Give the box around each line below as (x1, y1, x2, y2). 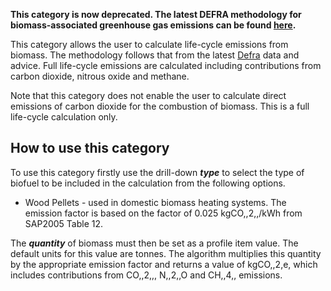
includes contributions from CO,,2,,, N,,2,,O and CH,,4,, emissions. (10, 269, 283, 281)
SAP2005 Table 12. (24, 217, 104, 229)
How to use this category (10, 140, 170, 157)
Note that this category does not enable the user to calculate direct (10, 90, 287, 101)
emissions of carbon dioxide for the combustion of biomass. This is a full (10, 100, 310, 112)
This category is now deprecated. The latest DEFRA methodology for (10, 9, 302, 20)
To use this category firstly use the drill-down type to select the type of (10, 166, 305, 178)
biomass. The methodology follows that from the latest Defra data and (10, 49, 300, 61)
